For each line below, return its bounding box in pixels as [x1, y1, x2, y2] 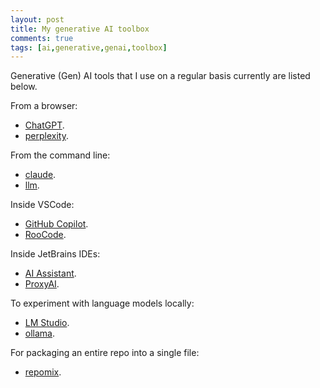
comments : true [10, 33, 74, 43]
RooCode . [24, 229, 67, 241]
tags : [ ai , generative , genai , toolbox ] [10, 42, 168, 53]
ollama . [24, 327, 56, 340]
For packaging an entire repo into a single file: [10, 347, 200, 359]
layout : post [10, 14, 65, 25]
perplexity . [24, 130, 70, 142]
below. [10, 81, 38, 93]
